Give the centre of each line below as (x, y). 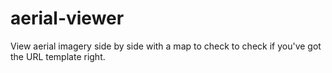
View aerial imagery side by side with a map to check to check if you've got (166, 46)
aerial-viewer (67, 18)
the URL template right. (58, 56)
